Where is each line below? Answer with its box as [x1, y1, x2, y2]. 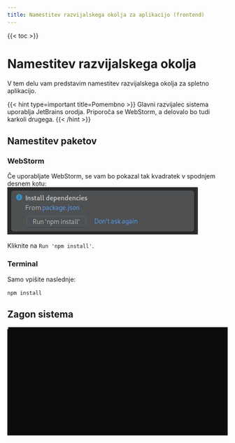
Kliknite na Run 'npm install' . [7, 241, 94, 250]
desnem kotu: [7, 179, 47, 188]
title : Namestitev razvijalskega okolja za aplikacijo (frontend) [7, 11, 205, 18]
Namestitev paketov [7, 135, 97, 147]
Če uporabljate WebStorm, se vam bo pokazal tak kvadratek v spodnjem [7, 172, 215, 181]
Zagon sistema [7, 308, 73, 320]
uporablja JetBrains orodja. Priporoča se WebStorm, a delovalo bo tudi [7, 107, 211, 115]
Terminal [7, 259, 38, 269]
